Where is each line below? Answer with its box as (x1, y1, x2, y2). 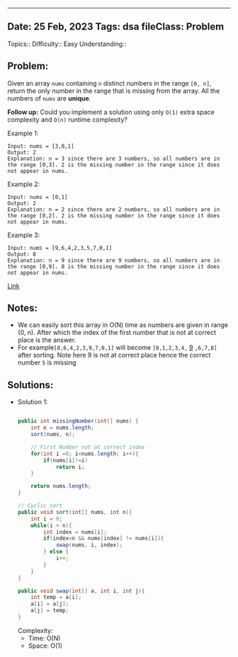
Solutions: (7, 379, 54, 391)
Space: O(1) (28, 641, 62, 650)
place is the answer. (17, 336, 76, 344)
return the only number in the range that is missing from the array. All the (7, 86, 220, 95)
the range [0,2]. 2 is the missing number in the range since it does (7, 212, 220, 219)
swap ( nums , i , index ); (55, 542, 123, 549)
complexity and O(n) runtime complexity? (7, 115, 127, 124)
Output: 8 (7, 251, 37, 258)
